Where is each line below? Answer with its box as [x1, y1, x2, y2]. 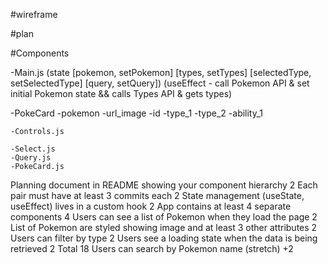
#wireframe [10, 9, 58, 20]
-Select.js [10, 144, 56, 154]
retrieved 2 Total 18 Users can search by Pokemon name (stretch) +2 [10, 243, 294, 254]
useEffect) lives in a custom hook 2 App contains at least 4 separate [10, 200, 292, 212]
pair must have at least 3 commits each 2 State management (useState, [10, 190, 305, 201]
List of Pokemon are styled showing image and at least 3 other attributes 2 [10, 222, 318, 233]
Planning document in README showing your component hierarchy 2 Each [10, 179, 318, 191]
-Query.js [10, 153, 52, 163]
